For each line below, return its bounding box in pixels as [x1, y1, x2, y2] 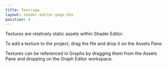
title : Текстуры [5, 7, 40, 13]
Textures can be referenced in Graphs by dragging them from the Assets [5, 50, 157, 56]
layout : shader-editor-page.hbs [5, 12, 74, 17]
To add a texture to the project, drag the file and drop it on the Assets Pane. [5, 41, 163, 47]
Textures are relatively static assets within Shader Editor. [5, 31, 123, 37]
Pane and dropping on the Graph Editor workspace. [5, 56, 113, 62]
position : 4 [5, 17, 30, 22]
